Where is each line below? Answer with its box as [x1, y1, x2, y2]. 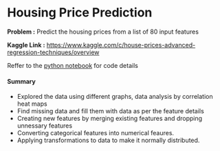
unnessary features [16, 121, 73, 130]
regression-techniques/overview [7, 48, 100, 56]
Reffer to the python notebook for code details [7, 61, 139, 69]
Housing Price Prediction [7, 5, 153, 21]
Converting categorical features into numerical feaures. [16, 129, 174, 137]
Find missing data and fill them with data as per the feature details [16, 107, 204, 115]
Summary [7, 77, 36, 85]
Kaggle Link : [7, 40, 45, 49]
